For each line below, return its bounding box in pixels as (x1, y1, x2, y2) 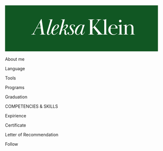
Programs (5, 85, 25, 91)
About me (5, 57, 25, 62)
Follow (5, 141, 18, 147)
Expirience (5, 113, 27, 119)
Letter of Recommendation (5, 132, 59, 138)
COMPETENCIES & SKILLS (5, 103, 58, 110)
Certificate (5, 122, 27, 128)
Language (5, 66, 25, 72)
